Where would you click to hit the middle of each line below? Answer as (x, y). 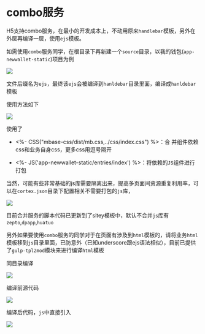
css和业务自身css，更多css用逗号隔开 (64, 149)
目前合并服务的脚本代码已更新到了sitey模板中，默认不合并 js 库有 (88, 215)
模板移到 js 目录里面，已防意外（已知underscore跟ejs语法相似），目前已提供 (101, 242)
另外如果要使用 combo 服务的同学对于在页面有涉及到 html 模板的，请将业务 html (102, 235)
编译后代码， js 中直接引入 (39, 312)
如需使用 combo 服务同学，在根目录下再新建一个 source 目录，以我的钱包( (95, 51)
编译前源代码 (22, 287)
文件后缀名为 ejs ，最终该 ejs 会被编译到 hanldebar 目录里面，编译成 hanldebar (101, 83)
